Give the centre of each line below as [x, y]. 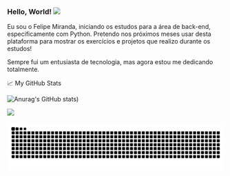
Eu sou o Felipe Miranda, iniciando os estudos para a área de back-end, [109, 27]
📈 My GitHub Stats [34, 84]
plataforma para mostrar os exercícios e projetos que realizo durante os [109, 41]
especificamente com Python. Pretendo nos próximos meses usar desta [109, 34]
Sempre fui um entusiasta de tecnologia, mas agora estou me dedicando [110, 62]
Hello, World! [30, 12]
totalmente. [23, 70]
